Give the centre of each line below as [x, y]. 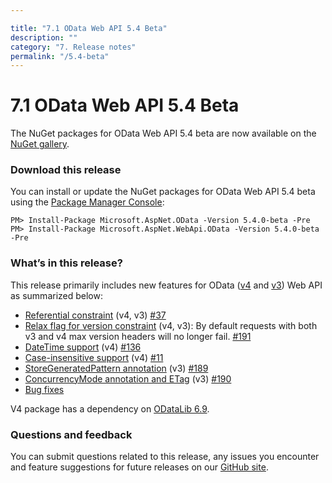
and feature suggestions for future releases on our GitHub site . [139, 467]
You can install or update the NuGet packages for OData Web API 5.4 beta [163, 192]
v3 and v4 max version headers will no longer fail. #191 [138, 336]
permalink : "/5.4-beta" [60, 56]
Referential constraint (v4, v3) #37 [95, 315]
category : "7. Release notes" [73, 47]
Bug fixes [44, 389]
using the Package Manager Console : [87, 202]
